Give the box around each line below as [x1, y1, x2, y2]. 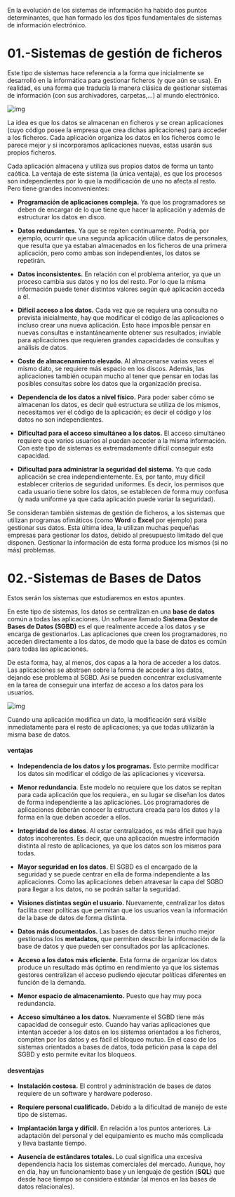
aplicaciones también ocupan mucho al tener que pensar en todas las [17, 372, 219, 380]
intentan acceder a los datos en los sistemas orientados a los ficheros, [17, 1028, 222, 1036]
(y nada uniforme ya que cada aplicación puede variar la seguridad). [17, 495, 216, 503]
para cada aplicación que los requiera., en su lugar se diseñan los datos [17, 791, 226, 799]
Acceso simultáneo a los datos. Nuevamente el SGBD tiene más [17, 1013, 205, 1021]
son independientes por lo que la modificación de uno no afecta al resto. [7, 176, 217, 185]
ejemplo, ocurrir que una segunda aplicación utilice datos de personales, [17, 233, 229, 242]
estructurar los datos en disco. [17, 212, 107, 221]
